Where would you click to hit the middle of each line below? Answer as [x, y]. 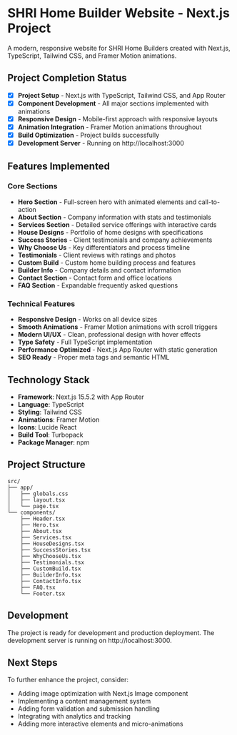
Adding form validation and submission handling [89, 709]
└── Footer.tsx [43, 594]
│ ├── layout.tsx [36, 500]
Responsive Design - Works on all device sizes [87, 320]
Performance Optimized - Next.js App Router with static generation [117, 350]
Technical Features [41, 303]
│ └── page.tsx [33, 506]
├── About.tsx [41, 531]
